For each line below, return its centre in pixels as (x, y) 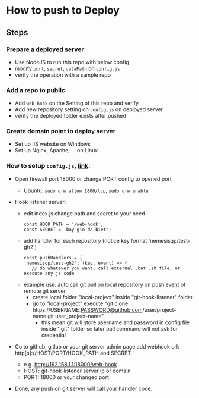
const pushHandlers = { (53, 258)
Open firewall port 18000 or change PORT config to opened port (93, 178)
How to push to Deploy (63, 10)
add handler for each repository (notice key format (85, 240)
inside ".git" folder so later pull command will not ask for (110, 328)
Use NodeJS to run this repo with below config (72, 62)
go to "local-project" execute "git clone (80, 303)
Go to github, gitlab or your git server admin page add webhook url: (97, 346)
